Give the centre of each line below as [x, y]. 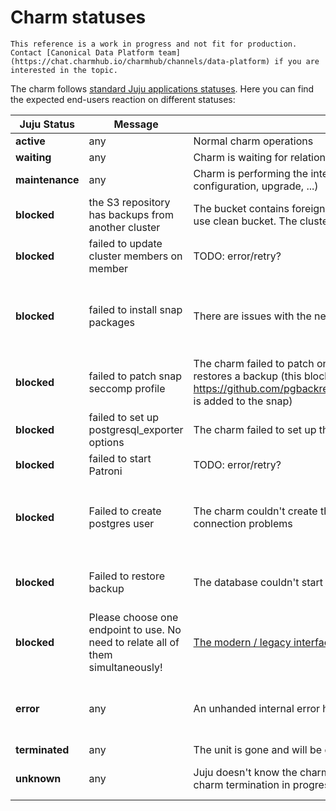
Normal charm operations [253, 141]
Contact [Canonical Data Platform [82, 52]
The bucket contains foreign [259, 208]
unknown [38, 778]
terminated [42, 749]
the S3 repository [129, 202]
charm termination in [242, 784]
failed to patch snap [135, 376]
